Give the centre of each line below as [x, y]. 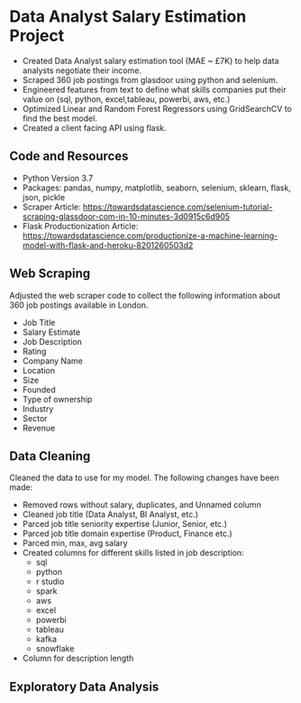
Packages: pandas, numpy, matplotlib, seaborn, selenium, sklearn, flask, [156, 188]
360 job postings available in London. [79, 305]
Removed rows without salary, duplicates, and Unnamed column [141, 505]
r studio [50, 582]
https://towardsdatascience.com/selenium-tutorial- [178, 207]
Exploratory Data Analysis [84, 686]
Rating [34, 351]
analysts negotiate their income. [82, 70]
